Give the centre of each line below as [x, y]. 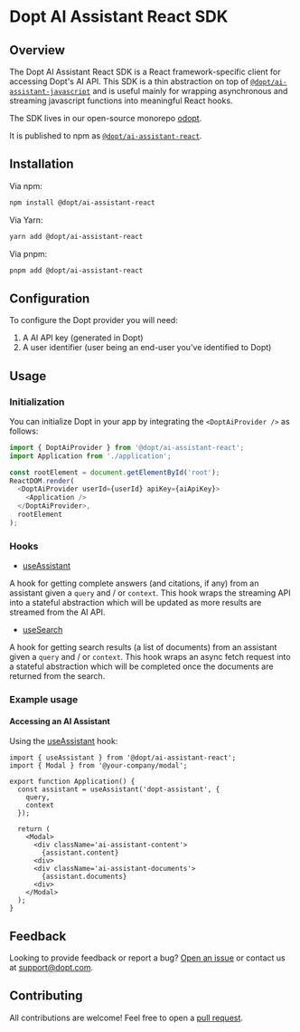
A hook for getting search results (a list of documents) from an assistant [143, 647]
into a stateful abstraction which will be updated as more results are [136, 603]
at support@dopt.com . [52, 968]
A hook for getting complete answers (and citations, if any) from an [134, 583]
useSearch [42, 630]
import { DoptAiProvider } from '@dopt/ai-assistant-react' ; [127, 447]
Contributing [46, 996]
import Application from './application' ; [90, 456]
